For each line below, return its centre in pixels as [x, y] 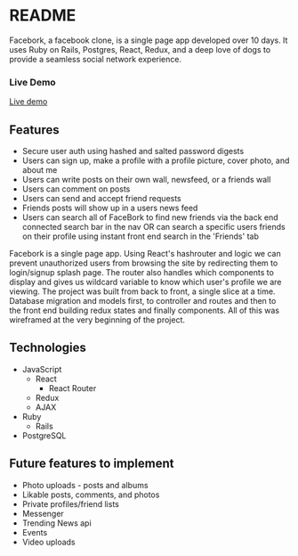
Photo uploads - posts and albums [85, 485]
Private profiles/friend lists [71, 503]
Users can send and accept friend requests [102, 199]
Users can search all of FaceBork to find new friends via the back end [150, 217]
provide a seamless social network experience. [96, 59]
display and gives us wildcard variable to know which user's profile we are [145, 282]
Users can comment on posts [76, 189]
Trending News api [56, 523]
